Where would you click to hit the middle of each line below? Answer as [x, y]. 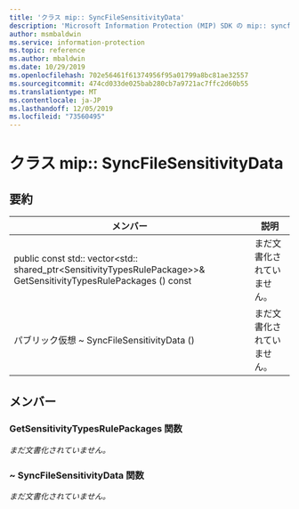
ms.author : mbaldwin [48, 59]
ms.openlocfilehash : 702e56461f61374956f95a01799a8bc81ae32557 [129, 76]
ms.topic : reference [48, 51]
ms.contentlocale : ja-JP [55, 100]
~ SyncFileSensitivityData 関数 [77, 475]
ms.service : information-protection [77, 42]
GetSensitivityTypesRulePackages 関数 [96, 429]
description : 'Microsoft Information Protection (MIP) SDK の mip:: [138, 26]
